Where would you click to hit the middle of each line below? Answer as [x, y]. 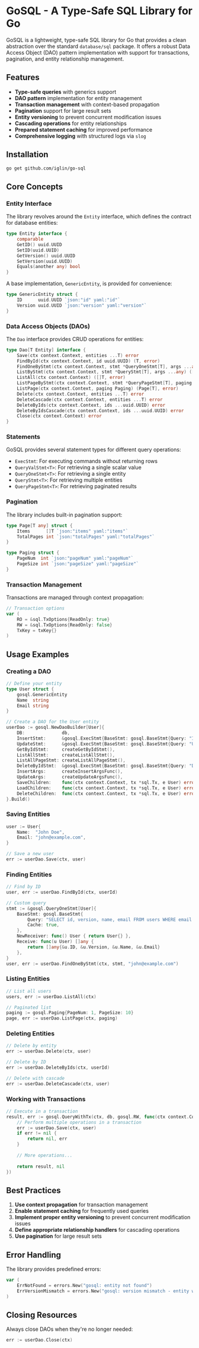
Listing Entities [28, 979]
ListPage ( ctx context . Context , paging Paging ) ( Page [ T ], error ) [98, 389]
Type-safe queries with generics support [65, 92]
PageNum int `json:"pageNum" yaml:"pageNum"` [75, 559]
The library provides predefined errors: [54, 1269]
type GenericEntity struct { [42, 295]
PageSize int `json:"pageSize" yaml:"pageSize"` [78, 564]
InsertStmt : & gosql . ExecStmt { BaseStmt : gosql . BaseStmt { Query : [102, 738]
